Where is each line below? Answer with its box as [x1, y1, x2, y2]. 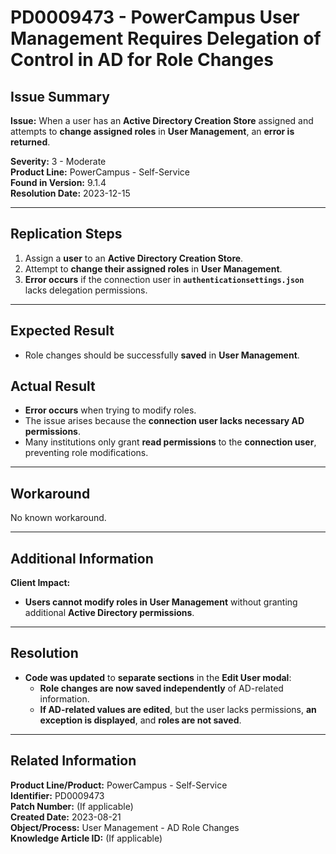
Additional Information [10, 550, 154, 567]
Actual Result [10, 378, 96, 395]
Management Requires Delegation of [10, 27, 322, 50]
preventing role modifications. [24, 447, 149, 459]
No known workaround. [10, 512, 107, 524]
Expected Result [10, 322, 115, 340]
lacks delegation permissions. [24, 284, 148, 296]
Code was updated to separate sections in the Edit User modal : [24, 671, 292, 683]
